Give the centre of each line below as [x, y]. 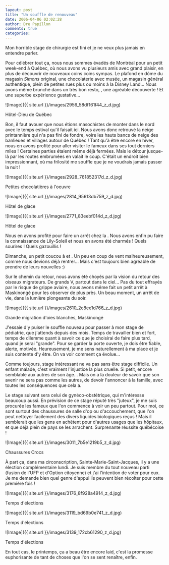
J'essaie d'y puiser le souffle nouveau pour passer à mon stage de [74, 327]
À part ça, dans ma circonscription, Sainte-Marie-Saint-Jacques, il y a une [82, 462]
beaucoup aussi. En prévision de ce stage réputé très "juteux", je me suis [81, 401]
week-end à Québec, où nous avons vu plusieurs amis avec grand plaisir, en [84, 68]
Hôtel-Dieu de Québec [29, 115]
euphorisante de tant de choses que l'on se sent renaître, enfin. [71, 557]
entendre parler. [22, 53]
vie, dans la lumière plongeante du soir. [46, 298]
